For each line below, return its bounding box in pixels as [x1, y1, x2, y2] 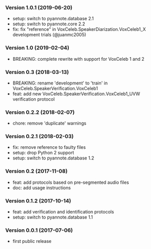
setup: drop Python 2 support [12, 150, 74, 156]
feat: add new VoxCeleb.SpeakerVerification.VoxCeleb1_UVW [12, 91, 140, 97]
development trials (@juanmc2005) [12, 32, 86, 38]
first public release [12, 238, 52, 244]
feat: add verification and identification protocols [12, 209, 115, 215]
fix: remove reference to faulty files [12, 144, 86, 150]
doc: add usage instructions [12, 184, 71, 191]
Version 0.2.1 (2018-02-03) [5, 133, 74, 140]
